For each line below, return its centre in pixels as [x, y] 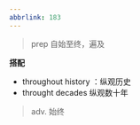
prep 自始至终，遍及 [68, 43]
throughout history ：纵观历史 [76, 82]
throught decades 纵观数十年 [75, 92]
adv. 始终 [47, 111]
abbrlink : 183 [35, 17]
